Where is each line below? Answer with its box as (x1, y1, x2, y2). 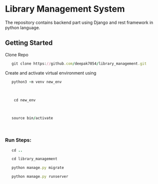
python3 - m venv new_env (11, 79, 62, 84)
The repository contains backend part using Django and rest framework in (5, 19, 154, 25)
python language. (5, 24, 40, 30)
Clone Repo (5, 52, 29, 57)
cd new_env (14, 97, 36, 103)
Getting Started (5, 39, 53, 47)
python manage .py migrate (11, 166, 64, 170)
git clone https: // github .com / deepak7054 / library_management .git (11, 61, 147, 66)
